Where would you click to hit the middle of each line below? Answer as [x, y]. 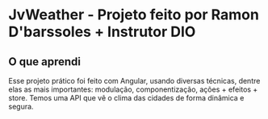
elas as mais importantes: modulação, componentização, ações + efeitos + [133, 89]
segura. [21, 107]
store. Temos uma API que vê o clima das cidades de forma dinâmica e [126, 98]
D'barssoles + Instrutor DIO [102, 32]
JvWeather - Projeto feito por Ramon [134, 15]
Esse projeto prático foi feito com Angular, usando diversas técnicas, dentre [134, 81]
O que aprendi [44, 62]
